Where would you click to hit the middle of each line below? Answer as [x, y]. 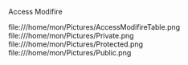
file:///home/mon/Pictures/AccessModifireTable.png [94, 27]
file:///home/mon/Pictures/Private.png [71, 36]
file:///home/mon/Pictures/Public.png [70, 53]
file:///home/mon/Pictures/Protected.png [76, 44]
